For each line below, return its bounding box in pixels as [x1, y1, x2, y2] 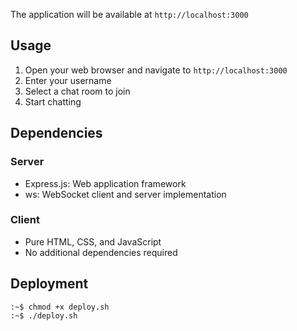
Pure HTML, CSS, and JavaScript [24, 235, 162, 248]
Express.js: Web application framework [24, 177, 187, 189]
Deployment [10, 275, 89, 293]
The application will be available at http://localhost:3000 [10, 9, 249, 20]
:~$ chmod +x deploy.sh [10, 302, 110, 312]
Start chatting [24, 95, 82, 108]
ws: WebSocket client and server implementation [24, 188, 227, 200]
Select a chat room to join [24, 85, 131, 97]
